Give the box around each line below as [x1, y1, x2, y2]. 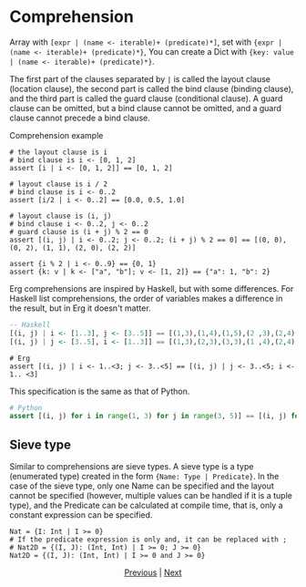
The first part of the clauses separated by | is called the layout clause [9, 73, 271, 84]
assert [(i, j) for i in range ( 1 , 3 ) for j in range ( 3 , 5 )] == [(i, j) [9, 412, 288, 421]
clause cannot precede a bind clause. [9, 112, 150, 123]
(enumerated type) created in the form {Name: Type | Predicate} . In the [9, 471, 280, 482]
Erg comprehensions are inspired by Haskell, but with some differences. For [9, 283, 294, 293]
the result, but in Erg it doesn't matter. [9, 303, 152, 314]
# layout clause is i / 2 [9, 180, 107, 189]
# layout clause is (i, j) [9, 211, 112, 221]
